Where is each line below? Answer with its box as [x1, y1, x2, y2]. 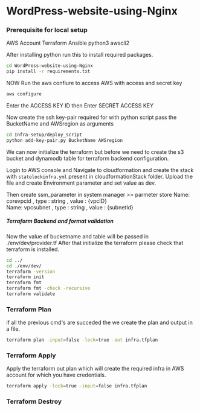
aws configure [6, 91, 42, 97]
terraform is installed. [6, 246, 59, 253]
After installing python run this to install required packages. [6, 51, 153, 59]
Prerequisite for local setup [6, 26, 88, 34]
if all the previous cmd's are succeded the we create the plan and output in [6, 319, 193, 327]
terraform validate [6, 291, 56, 297]
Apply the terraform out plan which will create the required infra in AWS [6, 365, 184, 372]
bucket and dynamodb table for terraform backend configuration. [6, 155, 169, 162]
